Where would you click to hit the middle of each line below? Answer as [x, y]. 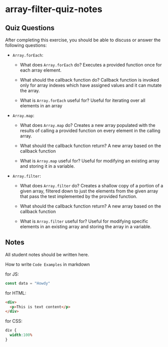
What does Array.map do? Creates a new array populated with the [88, 125]
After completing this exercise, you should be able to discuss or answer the [83, 40]
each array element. [41, 70]
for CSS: [14, 321]
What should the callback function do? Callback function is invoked [90, 80]
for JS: [12, 274]
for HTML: [16, 293]
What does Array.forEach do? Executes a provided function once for [91, 65]
